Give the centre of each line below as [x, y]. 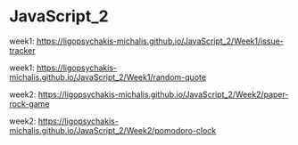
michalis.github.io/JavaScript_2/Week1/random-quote [108, 77]
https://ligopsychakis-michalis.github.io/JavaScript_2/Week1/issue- [160, 41]
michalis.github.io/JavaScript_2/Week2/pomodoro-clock [113, 130]
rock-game [29, 103]
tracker [22, 50]
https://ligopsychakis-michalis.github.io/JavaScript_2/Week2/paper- [163, 94]
